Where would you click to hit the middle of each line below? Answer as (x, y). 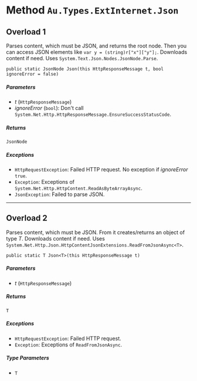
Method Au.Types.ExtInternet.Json (92, 10)
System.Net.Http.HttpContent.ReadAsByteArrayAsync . (78, 188)
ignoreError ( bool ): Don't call (49, 108)
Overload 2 (27, 218)
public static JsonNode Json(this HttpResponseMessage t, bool (85, 69)
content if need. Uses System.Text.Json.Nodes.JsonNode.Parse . (82, 58)
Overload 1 (26, 32)
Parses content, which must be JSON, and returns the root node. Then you (96, 46)
